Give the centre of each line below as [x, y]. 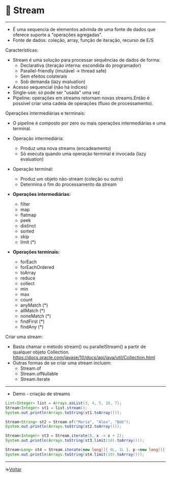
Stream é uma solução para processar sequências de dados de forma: [86, 60]
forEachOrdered [37, 267]
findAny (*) [32, 327]
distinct [28, 225]
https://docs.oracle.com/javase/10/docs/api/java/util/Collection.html [84, 357]
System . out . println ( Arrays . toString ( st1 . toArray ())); [64, 413]
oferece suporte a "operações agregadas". [58, 35]
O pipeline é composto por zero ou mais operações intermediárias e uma [89, 123]
